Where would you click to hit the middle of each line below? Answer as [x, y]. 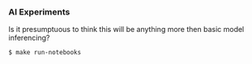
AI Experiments [39, 12]
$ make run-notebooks [45, 53]
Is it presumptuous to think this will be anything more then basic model [126, 30]
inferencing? [29, 38]
